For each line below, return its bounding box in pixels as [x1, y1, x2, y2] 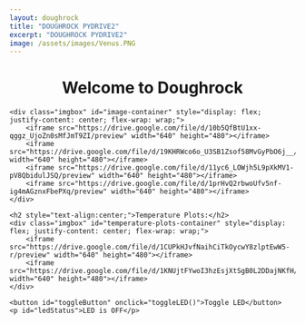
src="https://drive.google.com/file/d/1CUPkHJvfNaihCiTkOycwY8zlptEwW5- [9, 242, 290, 252]
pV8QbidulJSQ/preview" [9, 172, 95, 181]
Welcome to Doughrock [62, 78, 243, 98]
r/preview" [9, 250, 51, 260]
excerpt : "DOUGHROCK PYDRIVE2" [9, 30, 128, 39]
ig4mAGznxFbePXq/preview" [9, 187, 107, 196]
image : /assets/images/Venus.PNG [9, 38, 136, 48]
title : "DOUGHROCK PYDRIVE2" [9, 22, 120, 31]
